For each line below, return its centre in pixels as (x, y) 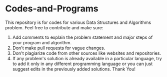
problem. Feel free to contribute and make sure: (54, 27)
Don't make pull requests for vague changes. (59, 48)
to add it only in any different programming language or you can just (82, 64)
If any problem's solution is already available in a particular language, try (87, 58)
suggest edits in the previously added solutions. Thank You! (74, 69)
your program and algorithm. (42, 42)
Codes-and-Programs (52, 9)
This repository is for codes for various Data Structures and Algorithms (78, 22)
